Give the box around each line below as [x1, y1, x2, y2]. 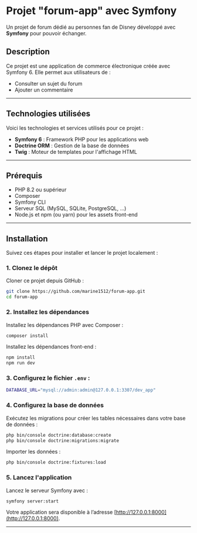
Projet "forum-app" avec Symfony [6, 4, 177, 18]
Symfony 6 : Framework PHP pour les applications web [14, 136, 149, 143]
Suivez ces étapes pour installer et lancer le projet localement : [6, 249, 158, 257]
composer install [6, 333, 49, 339]
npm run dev [6, 360, 35, 366]
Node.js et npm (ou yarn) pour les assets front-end [14, 211, 138, 218]
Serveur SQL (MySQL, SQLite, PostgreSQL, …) [14, 205, 127, 212]
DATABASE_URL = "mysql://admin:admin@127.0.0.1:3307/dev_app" [6, 387, 157, 393]
